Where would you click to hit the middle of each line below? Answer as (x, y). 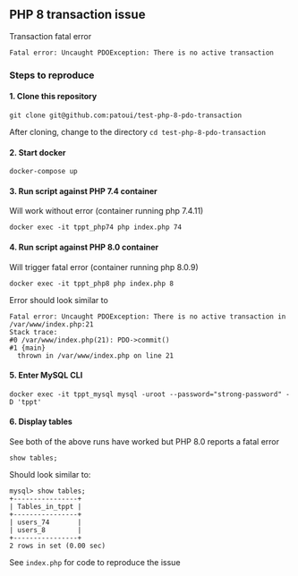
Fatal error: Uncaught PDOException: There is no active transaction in (148, 317)
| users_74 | (46, 522)
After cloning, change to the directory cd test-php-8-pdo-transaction (138, 131)
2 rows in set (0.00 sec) (57, 546)
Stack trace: (34, 332)
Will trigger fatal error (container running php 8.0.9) (104, 267)
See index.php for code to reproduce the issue (95, 562)
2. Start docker (38, 152)
